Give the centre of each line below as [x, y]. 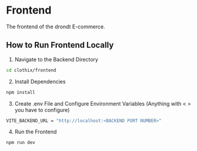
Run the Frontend [36, 132]
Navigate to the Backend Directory [56, 59]
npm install [21, 92]
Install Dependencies [40, 81]
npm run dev [21, 143]
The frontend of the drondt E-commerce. [56, 27]
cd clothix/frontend [31, 70]
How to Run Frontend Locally [60, 45]
